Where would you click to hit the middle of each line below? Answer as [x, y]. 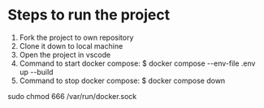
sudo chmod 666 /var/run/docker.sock [72, 96]
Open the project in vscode [65, 54]
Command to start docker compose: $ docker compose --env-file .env [137, 63]
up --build [36, 71]
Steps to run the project [89, 15]
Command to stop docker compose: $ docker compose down [122, 80]
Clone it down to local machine [71, 45]
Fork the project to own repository [76, 37]
